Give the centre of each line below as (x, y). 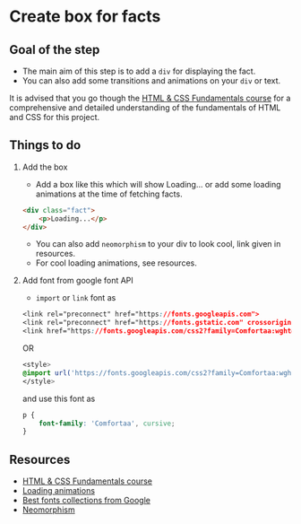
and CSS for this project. (55, 117)
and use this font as (59, 398)
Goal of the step (55, 50)
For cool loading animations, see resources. (116, 263)
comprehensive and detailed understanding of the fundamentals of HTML (145, 108)
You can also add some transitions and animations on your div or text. (151, 81)
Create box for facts (85, 17)
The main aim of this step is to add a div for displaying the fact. (139, 71)
